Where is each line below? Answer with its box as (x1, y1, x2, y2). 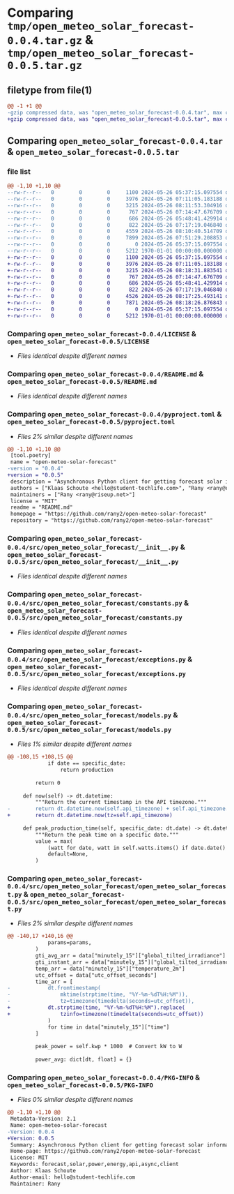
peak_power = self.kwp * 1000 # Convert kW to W (35, 1043, 182, 1050)
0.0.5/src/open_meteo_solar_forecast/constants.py (7, 614, 182, 622)
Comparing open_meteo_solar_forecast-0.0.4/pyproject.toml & (7, 410, 222, 419)
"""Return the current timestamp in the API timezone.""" (35, 799, 208, 806)
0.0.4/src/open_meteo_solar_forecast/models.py (7, 711, 172, 719)
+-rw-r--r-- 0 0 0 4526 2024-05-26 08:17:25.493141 (7, 293, 223, 300)
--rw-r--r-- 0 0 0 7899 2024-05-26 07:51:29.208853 (7, 234, 223, 241)
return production (60, 766, 114, 774)
